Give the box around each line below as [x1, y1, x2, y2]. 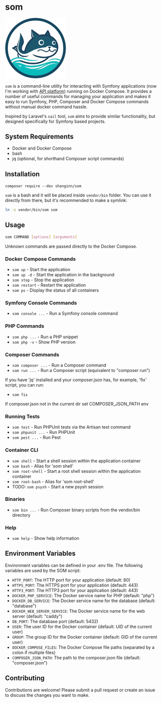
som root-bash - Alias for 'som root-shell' [12, 478, 94, 484]
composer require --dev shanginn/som [5, 184, 82, 189]
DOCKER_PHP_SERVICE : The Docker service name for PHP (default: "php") [12, 592, 155, 598]
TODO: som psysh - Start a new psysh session [12, 484, 104, 489]
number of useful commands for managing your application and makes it [5, 93, 151, 99]
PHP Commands [5, 323, 45, 330]
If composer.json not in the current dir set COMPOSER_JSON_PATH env [5, 401, 149, 407]
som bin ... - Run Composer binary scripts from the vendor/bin [12, 507, 140, 513]
